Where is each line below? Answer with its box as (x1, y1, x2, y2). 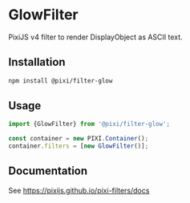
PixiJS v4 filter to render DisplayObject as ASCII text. (8, 32, 183, 42)
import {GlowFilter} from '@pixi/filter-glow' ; (8, 120, 171, 128)
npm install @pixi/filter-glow (8, 76, 113, 85)
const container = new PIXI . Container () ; (8, 135, 149, 143)
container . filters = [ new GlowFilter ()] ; (8, 142, 149, 150)
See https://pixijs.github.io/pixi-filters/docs (8, 185, 150, 195)
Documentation (8, 164, 88, 178)
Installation (8, 55, 66, 69)
